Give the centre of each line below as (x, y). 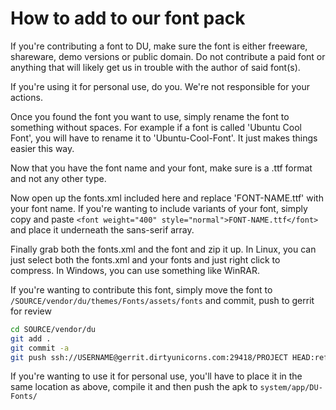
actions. (26, 97)
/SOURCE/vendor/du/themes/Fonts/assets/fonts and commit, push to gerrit (162, 300)
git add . (31, 338)
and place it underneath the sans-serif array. (102, 229)
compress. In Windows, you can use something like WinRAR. (135, 270)
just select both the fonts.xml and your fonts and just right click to (145, 259)
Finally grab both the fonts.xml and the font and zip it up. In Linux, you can (163, 249)
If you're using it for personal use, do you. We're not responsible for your (160, 86)
